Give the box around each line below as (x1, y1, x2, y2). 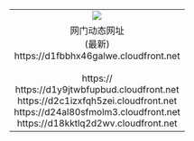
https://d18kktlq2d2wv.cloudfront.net (16, 117, 178, 129)
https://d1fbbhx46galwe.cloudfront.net (14, 49, 180, 62)
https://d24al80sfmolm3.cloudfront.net (14, 105, 180, 118)
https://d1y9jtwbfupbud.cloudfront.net (14, 83, 180, 95)
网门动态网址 (69, 24, 125, 37)
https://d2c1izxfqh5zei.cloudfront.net (17, 94, 178, 107)
